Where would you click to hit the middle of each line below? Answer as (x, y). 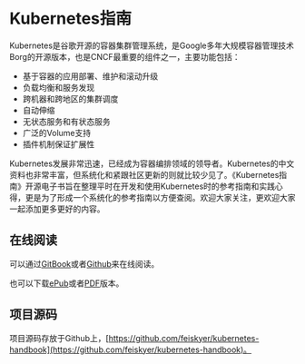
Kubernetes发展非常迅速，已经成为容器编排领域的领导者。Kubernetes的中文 (152, 163)
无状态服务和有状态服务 (66, 121)
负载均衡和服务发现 (59, 87)
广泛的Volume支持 (57, 133)
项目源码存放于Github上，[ (59, 338)
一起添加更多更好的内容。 (57, 209)
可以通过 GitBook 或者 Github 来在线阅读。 (84, 263)
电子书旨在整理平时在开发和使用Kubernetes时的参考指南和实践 (157, 186)
